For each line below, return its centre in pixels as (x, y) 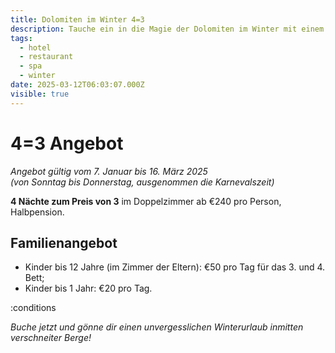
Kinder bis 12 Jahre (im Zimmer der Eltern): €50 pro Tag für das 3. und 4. (175, 267)
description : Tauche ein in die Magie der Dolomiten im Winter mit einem (167, 29)
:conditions (33, 308)
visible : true (40, 94)
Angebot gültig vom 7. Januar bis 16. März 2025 (109, 171)
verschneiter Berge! (51, 338)
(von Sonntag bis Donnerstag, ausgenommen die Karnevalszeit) (142, 182)
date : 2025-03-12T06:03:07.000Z (77, 85)
